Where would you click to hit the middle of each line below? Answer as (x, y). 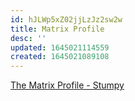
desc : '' (28, 38)
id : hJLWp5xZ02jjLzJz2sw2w (66, 19)
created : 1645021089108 (60, 57)
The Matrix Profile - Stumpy (67, 85)
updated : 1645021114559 (60, 47)
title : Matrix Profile (57, 29)
